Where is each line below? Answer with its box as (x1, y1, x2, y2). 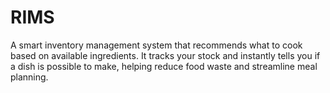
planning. (10, 71, 49, 83)
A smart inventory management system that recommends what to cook (10, 39, 303, 51)
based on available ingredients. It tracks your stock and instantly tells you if (10, 49, 321, 61)
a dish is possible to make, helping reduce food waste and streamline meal (10, 60, 318, 72)
